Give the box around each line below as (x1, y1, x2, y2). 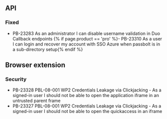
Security (5, 76, 27, 82)
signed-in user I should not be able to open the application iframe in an (12, 92, 159, 98)
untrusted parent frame (12, 97, 61, 104)
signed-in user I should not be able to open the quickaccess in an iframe (12, 108, 162, 114)
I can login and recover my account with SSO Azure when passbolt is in (12, 41, 160, 47)
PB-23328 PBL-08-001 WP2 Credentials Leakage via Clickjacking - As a (12, 87, 161, 93)
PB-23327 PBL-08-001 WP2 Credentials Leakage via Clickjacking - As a (12, 103, 161, 109)
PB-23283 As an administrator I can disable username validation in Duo (12, 30, 160, 36)
